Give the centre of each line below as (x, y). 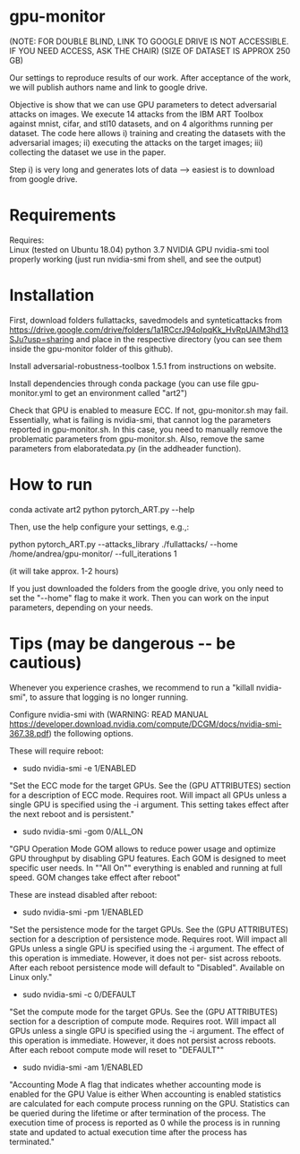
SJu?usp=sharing (42, 339)
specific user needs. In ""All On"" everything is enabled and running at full (146, 867)
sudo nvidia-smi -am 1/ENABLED (82, 1067)
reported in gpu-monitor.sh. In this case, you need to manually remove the (146, 429)
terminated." (32, 1141)
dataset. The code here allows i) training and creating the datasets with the (148, 133)
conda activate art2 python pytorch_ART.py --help (102, 509)
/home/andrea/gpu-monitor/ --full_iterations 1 (93, 554)
